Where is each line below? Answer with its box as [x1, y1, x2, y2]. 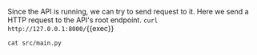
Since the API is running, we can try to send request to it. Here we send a [7, 7, 249, 16]
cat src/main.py [7, 39, 62, 47]
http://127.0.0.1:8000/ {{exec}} [7, 24, 114, 33]
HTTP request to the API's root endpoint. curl [7, 15, 159, 25]
